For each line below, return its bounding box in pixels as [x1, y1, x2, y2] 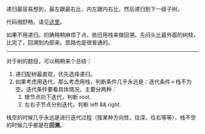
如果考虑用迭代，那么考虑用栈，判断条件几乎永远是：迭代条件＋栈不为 [15, 78, 192, 85]
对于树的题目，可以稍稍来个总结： [6, 57, 92, 65]
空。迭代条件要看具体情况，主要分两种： [15, 86, 117, 93]
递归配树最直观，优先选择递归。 [15, 71, 96, 77]
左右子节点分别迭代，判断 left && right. [24, 101, 121, 108]
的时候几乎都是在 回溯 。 [6, 121, 65, 129]
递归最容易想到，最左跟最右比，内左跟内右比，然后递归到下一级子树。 [6, 5, 183, 12]
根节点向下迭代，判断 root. [24, 93, 92, 100]
